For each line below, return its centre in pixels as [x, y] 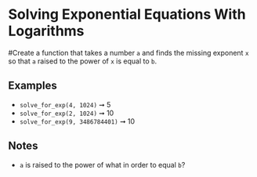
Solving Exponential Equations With [127, 14]
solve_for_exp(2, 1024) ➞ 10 [67, 113]
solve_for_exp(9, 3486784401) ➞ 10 [77, 121]
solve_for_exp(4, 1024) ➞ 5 [65, 104]
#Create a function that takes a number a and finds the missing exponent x [128, 52]
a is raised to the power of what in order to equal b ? [102, 164]
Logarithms [46, 31]
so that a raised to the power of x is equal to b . [83, 61]
